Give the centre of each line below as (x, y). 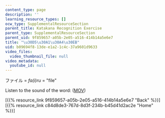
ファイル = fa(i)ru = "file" (31, 80)
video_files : (19, 51)
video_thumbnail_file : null (39, 56)
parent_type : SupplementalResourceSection (50, 33)
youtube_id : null (28, 65)
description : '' (22, 14)
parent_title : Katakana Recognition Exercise (53, 28)
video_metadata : (22, 61)
